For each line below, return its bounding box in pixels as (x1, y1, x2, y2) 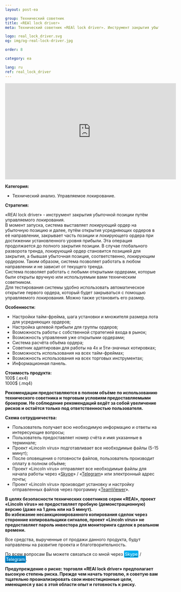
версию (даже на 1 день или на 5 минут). (5, 506, 93, 512)
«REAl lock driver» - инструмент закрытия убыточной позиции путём (5, 211, 148, 217)
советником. (5, 279, 32, 285)
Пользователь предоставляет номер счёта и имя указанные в (12, 434, 142, 440)
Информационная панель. (12, 360, 67, 366)
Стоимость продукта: (5, 370, 52, 376)
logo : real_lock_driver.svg (5, 34, 62, 39)
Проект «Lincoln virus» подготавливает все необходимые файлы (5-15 (12, 445, 159, 451)
